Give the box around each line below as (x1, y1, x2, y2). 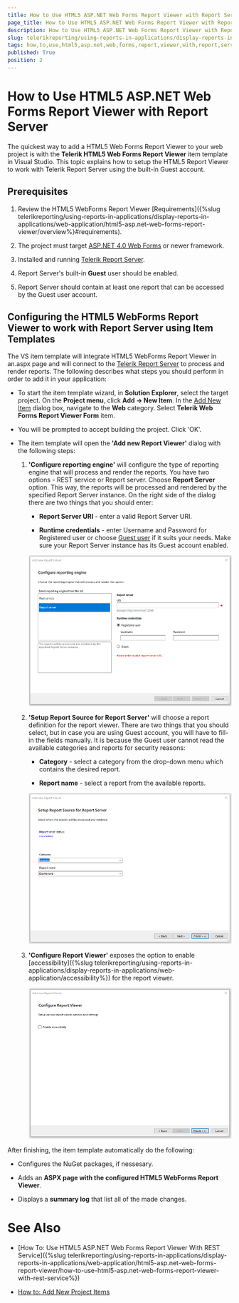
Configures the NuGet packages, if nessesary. (17, 1160, 154, 1168)
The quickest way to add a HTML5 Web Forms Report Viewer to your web (7, 142, 223, 151)
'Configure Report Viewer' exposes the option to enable (28, 951, 196, 959)
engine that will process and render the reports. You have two (28, 468, 210, 477)
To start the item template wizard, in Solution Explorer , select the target (17, 389, 229, 397)
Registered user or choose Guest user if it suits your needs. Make (38, 534, 231, 542)
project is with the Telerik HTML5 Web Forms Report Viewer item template (7, 150, 228, 158)
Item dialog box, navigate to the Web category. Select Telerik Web (17, 404, 213, 412)
